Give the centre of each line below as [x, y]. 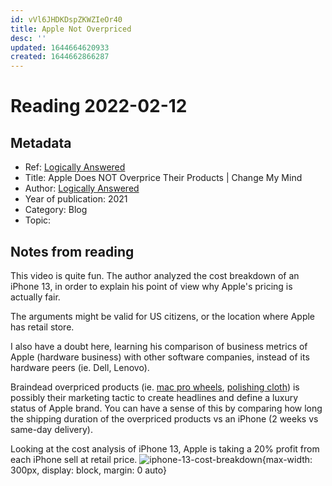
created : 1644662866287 [60, 57]
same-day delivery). [51, 429]
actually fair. [35, 297]
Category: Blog [56, 210]
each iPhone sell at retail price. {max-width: [161, 459]
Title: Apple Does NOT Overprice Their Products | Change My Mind [163, 178]
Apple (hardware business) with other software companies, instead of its [160, 357]
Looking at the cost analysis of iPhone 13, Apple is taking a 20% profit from [165, 448]
